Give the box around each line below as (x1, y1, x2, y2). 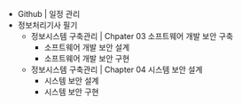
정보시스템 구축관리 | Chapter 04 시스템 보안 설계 (30, 64, 203, 75)
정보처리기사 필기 (17, 20, 78, 30)
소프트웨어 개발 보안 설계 (43, 42, 130, 52)
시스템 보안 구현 (43, 86, 99, 97)
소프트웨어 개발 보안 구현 (43, 53, 130, 63)
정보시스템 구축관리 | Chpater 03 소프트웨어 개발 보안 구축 (30, 31, 233, 41)
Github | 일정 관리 (17, 9, 81, 19)
